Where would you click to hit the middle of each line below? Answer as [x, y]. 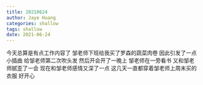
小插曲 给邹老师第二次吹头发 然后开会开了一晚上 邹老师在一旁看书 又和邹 [98, 61]
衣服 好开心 [20, 76]
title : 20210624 [27, 12]
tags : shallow [24, 29]
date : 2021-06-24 [28, 35]
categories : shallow [33, 23]
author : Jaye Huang [31, 18]
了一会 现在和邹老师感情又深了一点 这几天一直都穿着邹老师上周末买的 [109, 68]
